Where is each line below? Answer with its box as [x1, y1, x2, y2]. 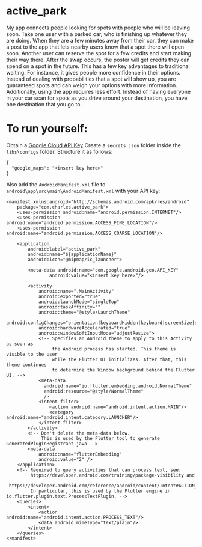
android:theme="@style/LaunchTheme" [38, 309, 130, 315]
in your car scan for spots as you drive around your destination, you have [6, 94, 188, 102]
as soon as [6, 341, 34, 347]
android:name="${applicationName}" [28, 251, 117, 257]
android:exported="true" [38, 293, 101, 299]
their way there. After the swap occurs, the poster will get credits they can [6, 56, 191, 63]
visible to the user [6, 351, 58, 357]
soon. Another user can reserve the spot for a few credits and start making [6, 49, 191, 57]
